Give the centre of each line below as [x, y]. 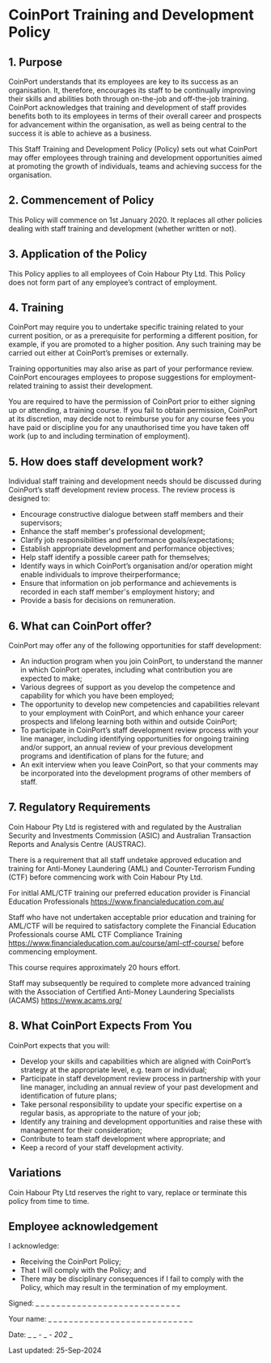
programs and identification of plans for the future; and [112, 756]
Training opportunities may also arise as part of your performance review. [131, 369]
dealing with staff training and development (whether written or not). [123, 228]
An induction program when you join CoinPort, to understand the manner [142, 661]
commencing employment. [53, 952]
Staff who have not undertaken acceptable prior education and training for [132, 917]
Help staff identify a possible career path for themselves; [115, 557]
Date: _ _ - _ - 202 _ [40, 1335]
